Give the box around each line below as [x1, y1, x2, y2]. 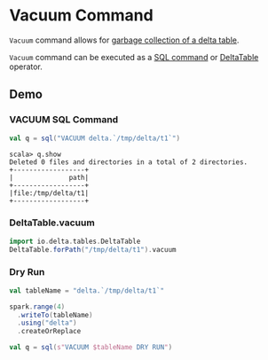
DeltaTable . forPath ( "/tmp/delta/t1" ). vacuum [9, 245, 177, 254]
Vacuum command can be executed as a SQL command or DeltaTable [9, 51, 259, 62]
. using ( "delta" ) [17, 318, 77, 328]
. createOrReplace [17, 327, 82, 336]
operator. [9, 61, 43, 72]
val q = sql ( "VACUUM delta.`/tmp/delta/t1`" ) [9, 134, 180, 143]
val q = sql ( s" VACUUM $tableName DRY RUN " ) [9, 343, 173, 352]
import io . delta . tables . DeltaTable [9, 237, 141, 246]
